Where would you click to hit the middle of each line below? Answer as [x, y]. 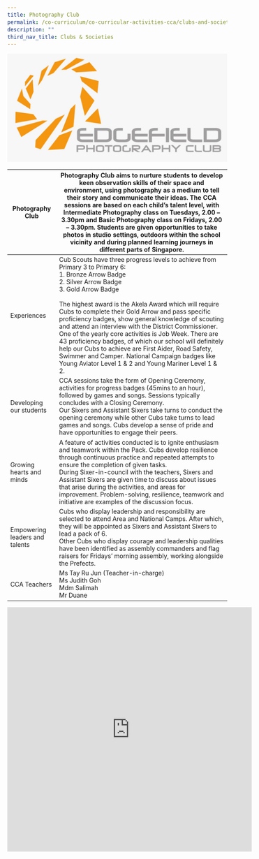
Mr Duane [73, 595]
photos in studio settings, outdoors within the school [142, 235]
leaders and [27, 537]
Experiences [28, 315]
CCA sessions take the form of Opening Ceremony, [132, 381]
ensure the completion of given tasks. [113, 464]
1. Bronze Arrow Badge [92, 274]
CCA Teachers [31, 584]
